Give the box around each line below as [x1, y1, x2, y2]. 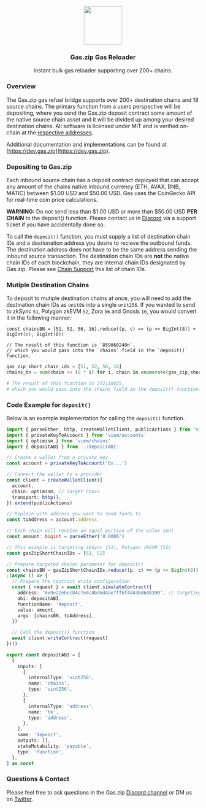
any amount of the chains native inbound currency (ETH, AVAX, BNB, [6, 183, 181, 190]
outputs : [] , [17, 737, 51, 744]
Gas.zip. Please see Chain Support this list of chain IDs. [6, 265, 147, 272]
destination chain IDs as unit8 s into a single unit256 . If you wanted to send [6, 301, 196, 309]
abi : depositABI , [17, 595, 62, 601]
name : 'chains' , [28, 680, 70, 687]
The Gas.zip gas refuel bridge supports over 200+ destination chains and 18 [6, 96, 199, 104]
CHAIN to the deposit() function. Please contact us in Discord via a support [6, 214, 196, 221]
